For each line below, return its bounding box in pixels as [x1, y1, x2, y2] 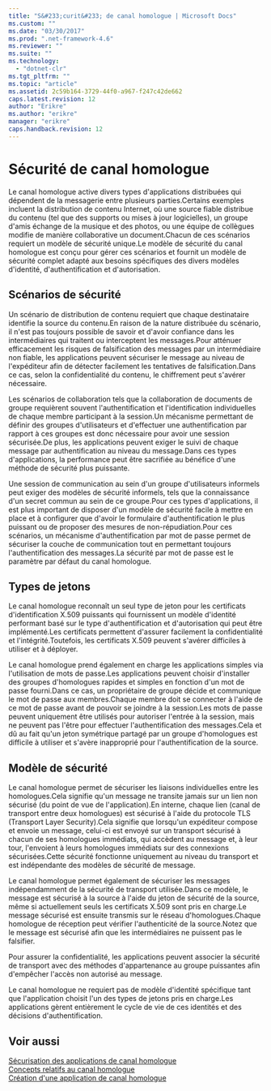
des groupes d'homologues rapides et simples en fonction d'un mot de [8, 677, 245, 687]
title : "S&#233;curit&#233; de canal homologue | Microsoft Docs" [8, 11, 237, 20]
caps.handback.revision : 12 [8, 125, 104, 133]
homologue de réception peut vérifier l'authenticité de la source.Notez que [8, 919, 257, 929]
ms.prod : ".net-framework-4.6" [8, 34, 114, 43]
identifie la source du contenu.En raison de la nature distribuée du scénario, [8, 318, 261, 328]
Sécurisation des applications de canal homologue [8, 1055, 177, 1065]
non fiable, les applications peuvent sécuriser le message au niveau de [8, 352, 245, 362]
